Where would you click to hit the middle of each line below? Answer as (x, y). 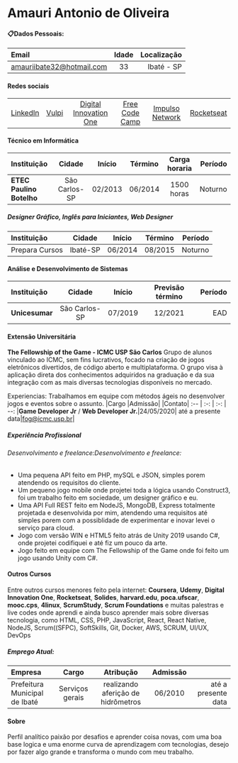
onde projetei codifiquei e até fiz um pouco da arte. (92, 543)
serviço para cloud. (46, 527)
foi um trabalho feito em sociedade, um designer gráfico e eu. (108, 498)
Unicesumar (32, 312)
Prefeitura (27, 684)
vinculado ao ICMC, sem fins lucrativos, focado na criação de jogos (106, 360)
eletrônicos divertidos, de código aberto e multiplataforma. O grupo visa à (115, 368)
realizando (121, 684)
